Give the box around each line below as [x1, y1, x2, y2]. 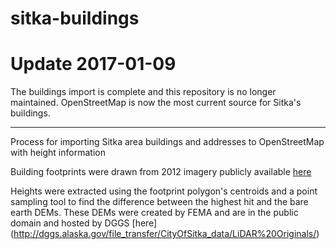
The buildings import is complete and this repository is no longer [10, 86, 277, 98]
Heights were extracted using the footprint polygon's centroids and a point [10, 185, 318, 197]
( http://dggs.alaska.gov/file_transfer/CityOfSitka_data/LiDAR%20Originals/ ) [10, 228, 320, 240]
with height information [10, 147, 106, 159]
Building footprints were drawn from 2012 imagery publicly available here [10, 166, 312, 178]
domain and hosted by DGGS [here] [10, 217, 158, 229]
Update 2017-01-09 [10, 53, 177, 76]
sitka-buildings [10, 7, 140, 30]
